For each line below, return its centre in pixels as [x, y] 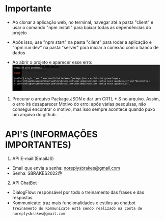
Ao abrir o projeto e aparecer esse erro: [52, 62]
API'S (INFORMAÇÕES [51, 134]
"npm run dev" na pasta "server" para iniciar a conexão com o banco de [85, 47]
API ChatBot [25, 183]
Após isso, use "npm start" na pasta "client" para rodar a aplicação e [82, 42]
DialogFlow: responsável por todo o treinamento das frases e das [78, 192]
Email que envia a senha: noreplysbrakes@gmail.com [66, 168]
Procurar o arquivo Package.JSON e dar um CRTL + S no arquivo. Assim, [86, 98]
